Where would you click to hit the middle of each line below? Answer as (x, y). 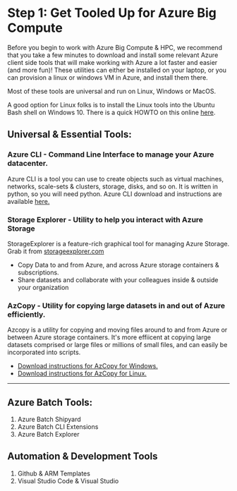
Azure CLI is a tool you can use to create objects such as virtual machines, (116, 178)
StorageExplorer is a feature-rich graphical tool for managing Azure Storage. (119, 243)
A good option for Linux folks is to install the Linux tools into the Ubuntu (111, 104)
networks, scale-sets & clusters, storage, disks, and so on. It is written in (113, 186)
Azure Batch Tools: (50, 402)
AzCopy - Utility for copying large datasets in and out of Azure (116, 305)
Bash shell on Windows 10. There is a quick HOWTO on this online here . (111, 112)
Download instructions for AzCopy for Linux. (82, 374)
